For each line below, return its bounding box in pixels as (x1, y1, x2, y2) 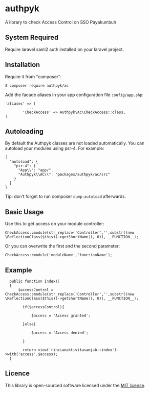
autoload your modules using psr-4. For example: (5, 146, 104, 151)
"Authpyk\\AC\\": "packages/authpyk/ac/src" (18, 172, 110, 177)
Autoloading (5, 127, 44, 135)
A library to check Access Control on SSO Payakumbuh (5, 19, 116, 25)
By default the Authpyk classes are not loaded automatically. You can (5, 140, 145, 146)
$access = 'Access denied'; (31, 330, 89, 335)
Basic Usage (5, 208, 44, 216)
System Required (5, 33, 59, 42)
